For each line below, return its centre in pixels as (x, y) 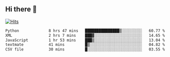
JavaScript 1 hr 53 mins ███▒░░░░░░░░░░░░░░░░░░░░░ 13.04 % (85, 40)
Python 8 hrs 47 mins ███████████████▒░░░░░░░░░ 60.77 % (85, 31)
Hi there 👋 (21, 9)
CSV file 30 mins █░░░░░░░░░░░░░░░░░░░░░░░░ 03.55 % (85, 49)
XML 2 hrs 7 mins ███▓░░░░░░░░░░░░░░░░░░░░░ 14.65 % (85, 35)
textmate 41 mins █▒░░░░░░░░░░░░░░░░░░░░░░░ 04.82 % (85, 45)
